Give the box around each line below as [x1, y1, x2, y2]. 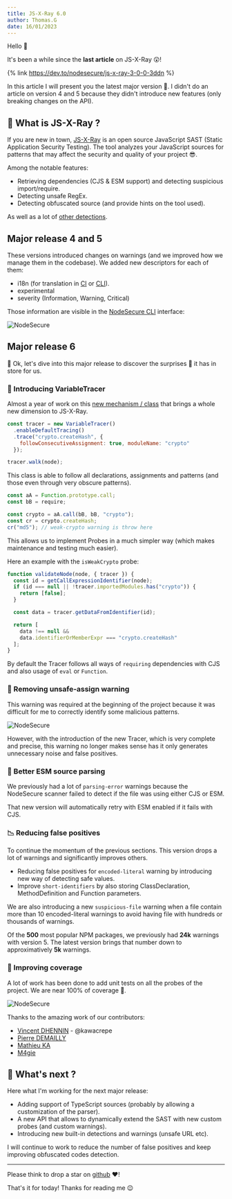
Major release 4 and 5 [7, 233, 102, 245]
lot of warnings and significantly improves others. [7, 854, 148, 862]
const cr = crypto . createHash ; [7, 517, 97, 524]
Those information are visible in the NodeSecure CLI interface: [7, 308, 185, 315]
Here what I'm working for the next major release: [7, 1087, 148, 1095]
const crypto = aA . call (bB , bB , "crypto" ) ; [7, 511, 135, 518]
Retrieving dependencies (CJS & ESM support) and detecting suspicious [17, 177, 224, 186]
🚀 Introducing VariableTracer [7, 384, 106, 394]
